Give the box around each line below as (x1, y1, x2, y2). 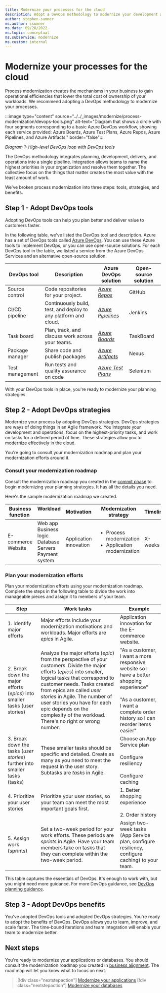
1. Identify (7, 620, 31, 627)
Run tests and (44, 361, 77, 368)
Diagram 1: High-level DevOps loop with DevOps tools (5, 144, 115, 150)
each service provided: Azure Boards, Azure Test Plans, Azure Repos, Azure (5, 129, 161, 135)
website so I (120, 665, 148, 672)
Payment (37, 551, 58, 558)
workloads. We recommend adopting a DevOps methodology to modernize (5, 98, 158, 104)
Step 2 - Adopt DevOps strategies (5, 406, 111, 414)
